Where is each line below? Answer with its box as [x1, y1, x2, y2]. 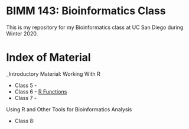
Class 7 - [14, 94, 37, 101]
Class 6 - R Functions [14, 88, 67, 95]
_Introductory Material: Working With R [6, 70, 100, 78]
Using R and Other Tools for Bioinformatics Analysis [6, 105, 132, 113]
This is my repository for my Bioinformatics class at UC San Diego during [6, 24, 184, 31]
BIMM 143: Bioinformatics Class [6, 4, 167, 18]
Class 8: [14, 117, 35, 124]
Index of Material [6, 51, 91, 64]
